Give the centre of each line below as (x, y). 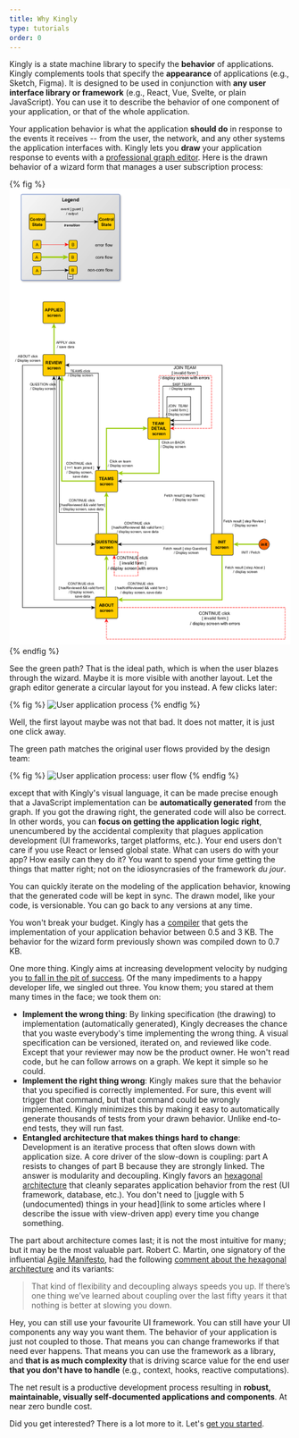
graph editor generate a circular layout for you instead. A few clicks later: (143, 687)
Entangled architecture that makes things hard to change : (131, 1137)
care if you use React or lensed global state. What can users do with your (144, 850)
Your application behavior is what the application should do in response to (146, 129)
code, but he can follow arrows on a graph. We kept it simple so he (145, 1061)
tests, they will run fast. (82, 1128)
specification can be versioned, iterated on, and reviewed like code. (147, 1042)
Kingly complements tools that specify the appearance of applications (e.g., (149, 74)
